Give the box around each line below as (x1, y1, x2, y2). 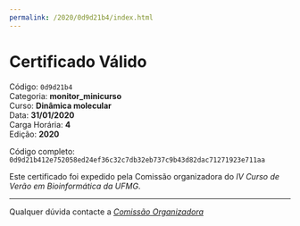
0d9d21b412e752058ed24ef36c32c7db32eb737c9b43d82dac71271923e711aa (9, 155, 266, 164)
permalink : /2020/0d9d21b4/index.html (9, 13, 154, 22)
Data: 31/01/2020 (9, 109, 75, 121)
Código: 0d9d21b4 (9, 81, 73, 92)
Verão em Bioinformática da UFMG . (9, 180, 141, 191)
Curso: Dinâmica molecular (9, 100, 112, 111)
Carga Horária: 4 (9, 119, 71, 130)
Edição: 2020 (9, 129, 60, 139)
